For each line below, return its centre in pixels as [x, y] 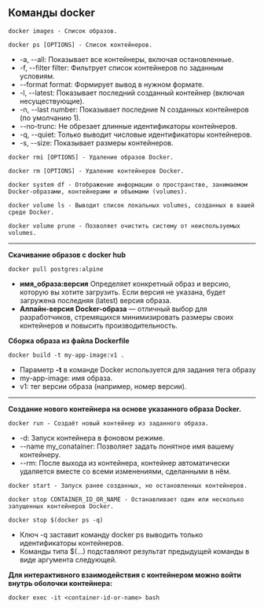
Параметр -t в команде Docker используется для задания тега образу [137, 369]
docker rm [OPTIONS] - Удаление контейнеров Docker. [96, 171]
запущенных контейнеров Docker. [61, 506]
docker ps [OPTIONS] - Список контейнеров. [81, 45]
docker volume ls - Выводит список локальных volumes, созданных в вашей [132, 205]
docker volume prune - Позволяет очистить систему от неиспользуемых [125, 226]
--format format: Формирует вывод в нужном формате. [112, 84]
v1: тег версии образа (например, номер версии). [103, 386]
